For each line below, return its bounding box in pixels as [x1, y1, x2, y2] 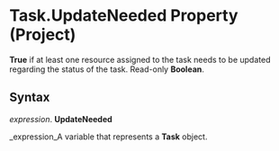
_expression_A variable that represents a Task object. [9, 131, 208, 142]
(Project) [9, 24, 76, 45]
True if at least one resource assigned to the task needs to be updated [9, 54, 271, 65]
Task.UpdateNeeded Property [9, 5, 238, 26]
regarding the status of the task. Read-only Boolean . [9, 64, 205, 75]
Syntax [9, 90, 50, 105]
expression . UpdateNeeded [9, 113, 112, 124]
